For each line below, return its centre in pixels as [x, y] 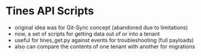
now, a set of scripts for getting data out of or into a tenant [87, 33]
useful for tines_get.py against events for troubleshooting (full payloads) [104, 40]
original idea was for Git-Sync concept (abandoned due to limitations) [101, 27]
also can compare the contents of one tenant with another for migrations [105, 46]
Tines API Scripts [50, 11]
